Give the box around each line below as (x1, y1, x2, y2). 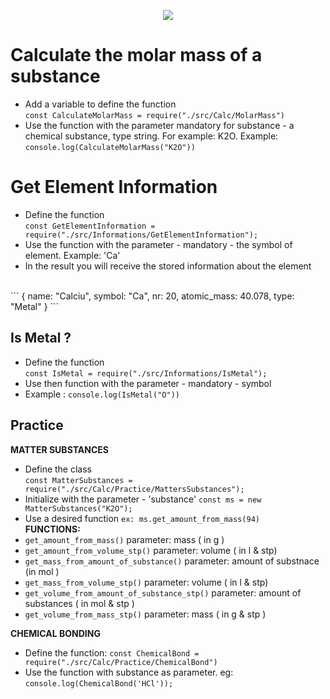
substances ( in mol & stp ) (24, 597, 135, 609)
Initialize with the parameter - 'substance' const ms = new (24, 493, 262, 505)
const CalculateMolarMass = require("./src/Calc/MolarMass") (24, 110, 286, 120)
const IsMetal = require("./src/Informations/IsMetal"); (24, 368, 268, 379)
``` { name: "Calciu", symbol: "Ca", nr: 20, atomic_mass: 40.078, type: (10, 290, 295, 302)
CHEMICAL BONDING (10, 627, 101, 639)
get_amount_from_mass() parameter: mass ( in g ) (24, 533, 225, 545)
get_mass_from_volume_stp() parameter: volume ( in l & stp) (24, 576, 269, 588)
